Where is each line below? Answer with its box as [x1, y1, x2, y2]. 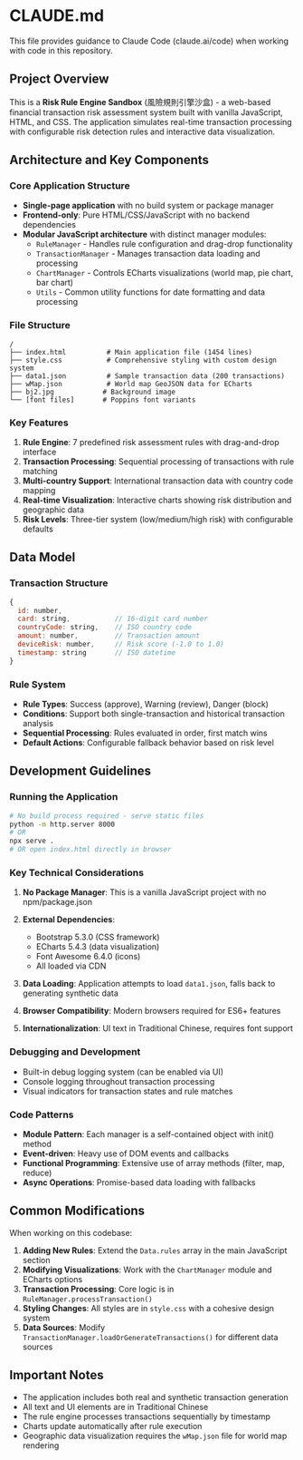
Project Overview [9, 72, 109, 87]
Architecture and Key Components [9, 152, 210, 168]
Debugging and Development [9, 1046, 141, 1058]
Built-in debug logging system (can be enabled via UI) [22, 1066, 224, 1077]
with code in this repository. [9, 44, 113, 55]
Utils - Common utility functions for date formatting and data [35, 287, 265, 297]
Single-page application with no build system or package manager [22, 200, 274, 211]
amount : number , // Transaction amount [17, 631, 201, 640]
